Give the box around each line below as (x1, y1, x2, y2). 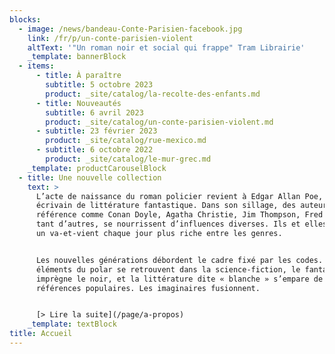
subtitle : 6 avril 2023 (45, 107, 144, 118)
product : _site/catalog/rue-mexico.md (45, 136, 207, 146)
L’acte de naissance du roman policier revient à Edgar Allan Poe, (35, 191, 324, 201)
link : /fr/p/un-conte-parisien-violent (27, 33, 194, 43)
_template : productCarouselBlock (27, 163, 167, 173)
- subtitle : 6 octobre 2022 (35, 145, 154, 155)
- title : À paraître (35, 71, 122, 81)
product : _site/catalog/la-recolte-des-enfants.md (45, 89, 261, 99)
